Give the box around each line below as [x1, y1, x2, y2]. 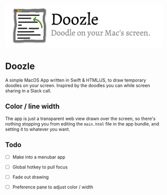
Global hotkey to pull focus [12, 164, 68, 170]
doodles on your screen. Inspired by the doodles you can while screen [5, 82, 150, 88]
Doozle [5, 60, 35, 72]
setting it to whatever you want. [5, 126, 70, 132]
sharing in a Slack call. [5, 87, 51, 93]
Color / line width [5, 102, 60, 111]
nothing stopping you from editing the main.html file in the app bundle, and [5, 120, 159, 126]
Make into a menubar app [12, 154, 65, 160]
